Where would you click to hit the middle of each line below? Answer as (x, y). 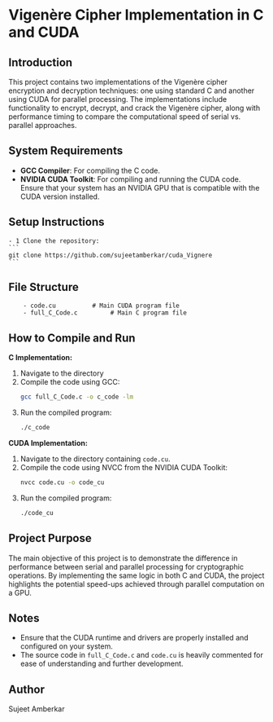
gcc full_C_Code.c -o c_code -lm (77, 397)
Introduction (41, 62)
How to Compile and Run (72, 338)
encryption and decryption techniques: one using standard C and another (132, 90)
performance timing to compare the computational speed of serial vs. (125, 117)
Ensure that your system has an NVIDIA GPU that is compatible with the (140, 187)
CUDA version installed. (60, 196)
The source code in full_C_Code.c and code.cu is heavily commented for (142, 655)
